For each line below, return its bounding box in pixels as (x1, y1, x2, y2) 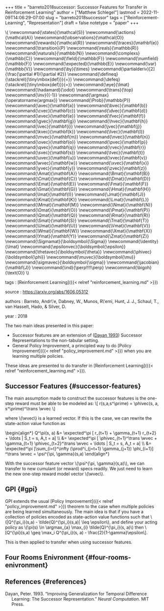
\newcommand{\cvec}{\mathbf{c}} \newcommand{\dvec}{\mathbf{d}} (5, 108, 148, 114)
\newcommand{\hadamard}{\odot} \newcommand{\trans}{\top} (5, 87, 134, 92)
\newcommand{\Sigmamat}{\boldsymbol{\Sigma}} (5, 239, 107, 244)
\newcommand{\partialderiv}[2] (91, 66, 155, 72)
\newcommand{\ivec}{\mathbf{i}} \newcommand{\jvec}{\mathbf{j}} (5, 123, 142, 129)
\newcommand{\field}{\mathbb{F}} (33, 56, 105, 61)
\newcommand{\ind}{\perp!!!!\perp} (31, 265, 104, 270)
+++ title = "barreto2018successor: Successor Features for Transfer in (5, 4, 147, 10)
